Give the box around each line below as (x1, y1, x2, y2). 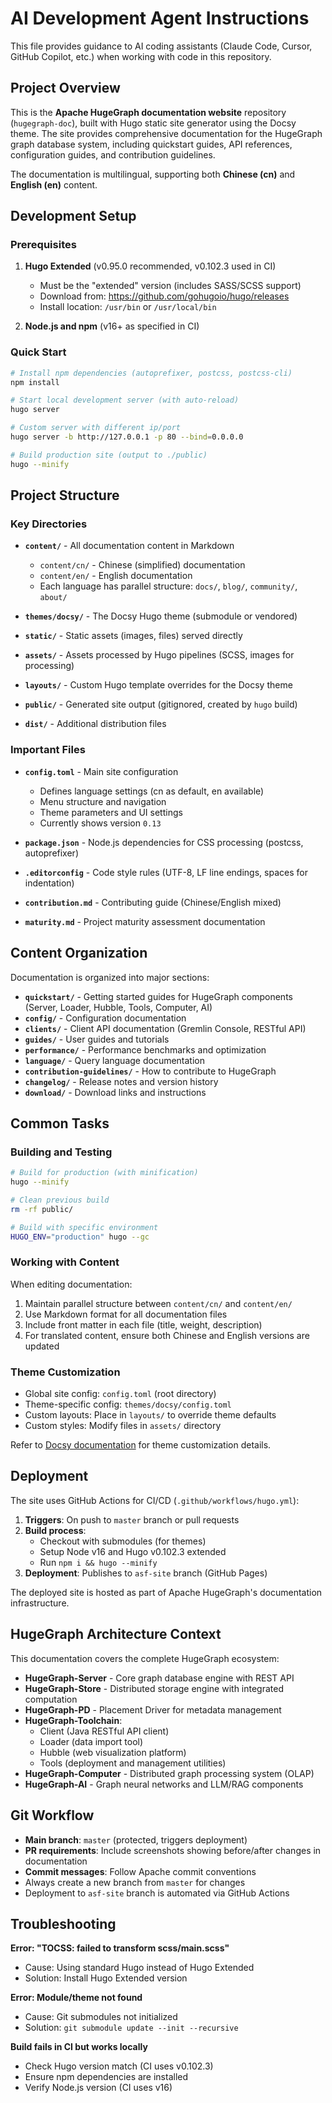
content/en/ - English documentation (39, 570, 193, 582)
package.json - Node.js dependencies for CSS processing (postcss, (24, 836, 304, 848)
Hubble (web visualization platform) (39, 1746, 187, 1758)
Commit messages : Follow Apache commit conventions (24, 1865, 257, 1877)
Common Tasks (10, 1115, 110, 1132)
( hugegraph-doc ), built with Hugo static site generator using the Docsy (10, 117, 297, 129)
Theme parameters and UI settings (39, 806, 183, 818)
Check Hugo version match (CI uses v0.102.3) (24, 2060, 214, 2072)
